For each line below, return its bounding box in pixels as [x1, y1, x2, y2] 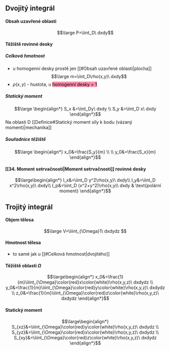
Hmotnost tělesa [5, 239, 41, 245]
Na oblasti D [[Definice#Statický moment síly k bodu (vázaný [5, 119, 133, 125]
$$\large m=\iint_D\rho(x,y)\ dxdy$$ [51, 74, 127, 80]
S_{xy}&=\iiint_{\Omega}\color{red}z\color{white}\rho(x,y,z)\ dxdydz [13, 334, 157, 340]
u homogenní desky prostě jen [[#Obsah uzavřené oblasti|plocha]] [12, 65, 152, 72]
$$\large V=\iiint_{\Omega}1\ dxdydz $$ [44, 228, 127, 234]
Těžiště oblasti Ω [5, 262, 42, 268]
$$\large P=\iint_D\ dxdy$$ [57, 29, 114, 36]
